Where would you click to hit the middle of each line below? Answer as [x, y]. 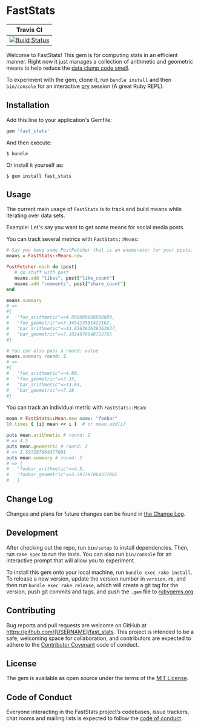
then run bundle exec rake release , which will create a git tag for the [92, 585]
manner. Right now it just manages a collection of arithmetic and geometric [100, 61]
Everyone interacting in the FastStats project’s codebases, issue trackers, [98, 712]
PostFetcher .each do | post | [42, 267]
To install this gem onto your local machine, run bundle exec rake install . [99, 572]
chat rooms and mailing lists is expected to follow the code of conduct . [94, 718]
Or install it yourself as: [35, 165]
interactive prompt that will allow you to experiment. [71, 560]
